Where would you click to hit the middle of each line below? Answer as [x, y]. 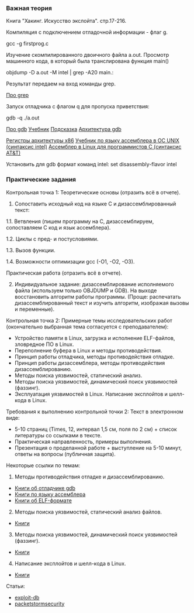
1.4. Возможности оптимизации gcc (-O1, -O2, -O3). [70, 261]
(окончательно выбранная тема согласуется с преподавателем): [87, 327]
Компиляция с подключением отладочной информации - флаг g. [87, 32]
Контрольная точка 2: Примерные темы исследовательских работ [89, 320]
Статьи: [15, 586]
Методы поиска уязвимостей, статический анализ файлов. [88, 512]
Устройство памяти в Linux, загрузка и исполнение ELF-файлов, [95, 338]
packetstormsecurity [39, 604]
